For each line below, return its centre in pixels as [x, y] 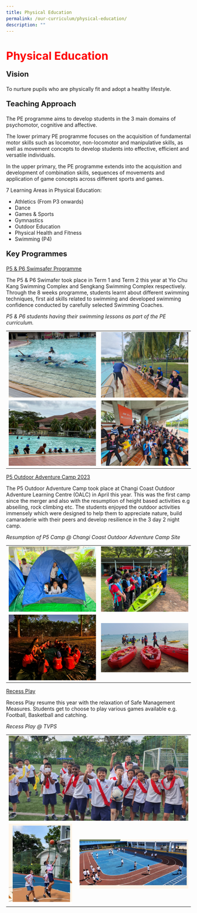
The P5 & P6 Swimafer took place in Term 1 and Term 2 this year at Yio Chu [97, 280]
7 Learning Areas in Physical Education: [54, 190]
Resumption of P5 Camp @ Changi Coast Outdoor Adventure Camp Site [93, 537]
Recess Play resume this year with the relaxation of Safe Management [91, 703]
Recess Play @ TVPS [32, 726]
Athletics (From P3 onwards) [49, 202]
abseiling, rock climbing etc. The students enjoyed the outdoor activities [93, 507]
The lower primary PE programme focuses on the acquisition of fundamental [98, 136]
